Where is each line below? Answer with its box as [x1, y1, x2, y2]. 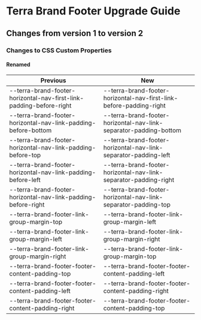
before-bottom [9, 126, 52, 134]
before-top [9, 151, 41, 159]
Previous [40, 76, 67, 85]
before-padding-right [103, 101, 166, 109]
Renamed [6, 61, 31, 68]
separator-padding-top [103, 200, 170, 208]
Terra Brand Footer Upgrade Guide [6, 4, 181, 18]
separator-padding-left [103, 151, 170, 159]
